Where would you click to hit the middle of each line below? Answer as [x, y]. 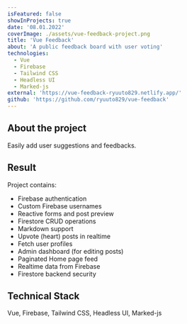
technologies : [28, 54]
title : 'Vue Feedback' [41, 40]
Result [22, 168]
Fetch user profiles [45, 244]
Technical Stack [44, 296]
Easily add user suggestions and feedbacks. [72, 145]
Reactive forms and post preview [66, 213]
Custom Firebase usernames [59, 206]
